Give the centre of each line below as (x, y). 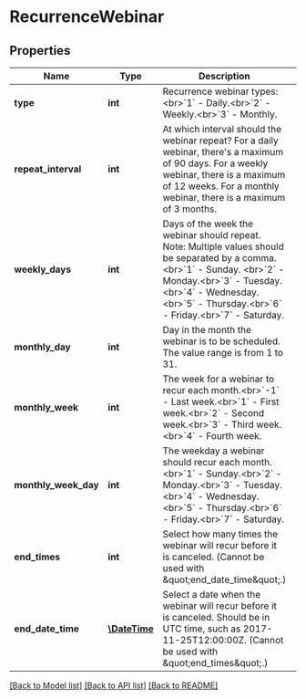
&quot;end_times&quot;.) (215, 663)
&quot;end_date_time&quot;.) (224, 579)
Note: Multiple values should (223, 246)
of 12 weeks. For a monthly (221, 186)
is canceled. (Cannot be (214, 557)
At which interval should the (222, 129)
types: (265, 91)
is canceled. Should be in (216, 617)
